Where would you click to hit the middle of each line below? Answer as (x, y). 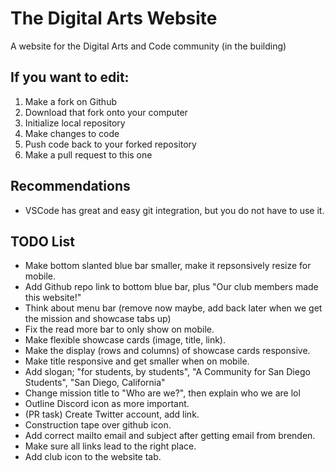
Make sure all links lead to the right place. (110, 446)
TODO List (42, 241)
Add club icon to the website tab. (93, 457)
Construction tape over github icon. (98, 425)
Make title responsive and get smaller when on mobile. (137, 361)
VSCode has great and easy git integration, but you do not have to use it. (174, 210)
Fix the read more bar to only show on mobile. (119, 329)
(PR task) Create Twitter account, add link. (112, 414)
